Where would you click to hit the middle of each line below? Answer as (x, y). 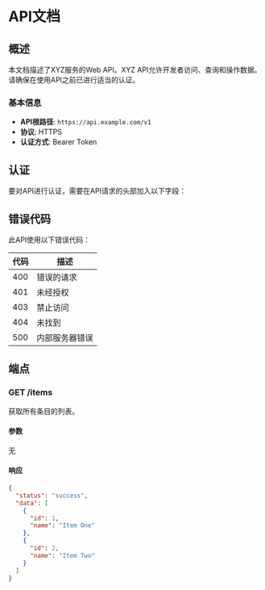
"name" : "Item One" (62, 525)
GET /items (31, 392)
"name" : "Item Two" (62, 555)
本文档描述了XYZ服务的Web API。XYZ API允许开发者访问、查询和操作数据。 (135, 70)
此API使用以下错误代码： (50, 240)
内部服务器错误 (65, 337)
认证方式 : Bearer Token (58, 142)
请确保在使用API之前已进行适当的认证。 (74, 80)
